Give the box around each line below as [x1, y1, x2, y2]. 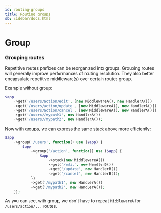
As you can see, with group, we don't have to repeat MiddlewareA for [5, 198, 141, 204]
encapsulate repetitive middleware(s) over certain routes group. [5, 76, 132, 82]
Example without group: [5, 85, 53, 91]
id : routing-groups [5, 7, 44, 12]
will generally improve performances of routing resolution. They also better [5, 70, 154, 76]
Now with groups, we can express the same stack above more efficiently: [5, 126, 151, 131]
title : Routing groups [5, 12, 51, 16]
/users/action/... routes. [5, 203, 57, 209]
